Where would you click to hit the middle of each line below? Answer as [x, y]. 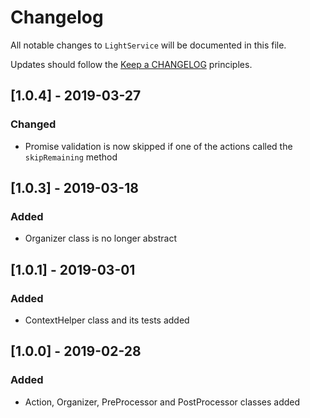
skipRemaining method [71, 157]
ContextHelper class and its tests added [107, 320]
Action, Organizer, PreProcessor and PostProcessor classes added [162, 402]
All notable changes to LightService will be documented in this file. [148, 45]
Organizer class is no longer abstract [100, 238]
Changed [33, 124]
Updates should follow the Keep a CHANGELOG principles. [131, 64]
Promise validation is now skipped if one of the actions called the [158, 146]
